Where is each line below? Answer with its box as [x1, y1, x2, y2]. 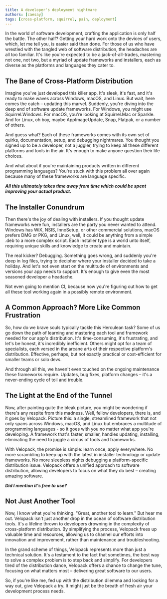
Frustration [5, 311, 41, 320]
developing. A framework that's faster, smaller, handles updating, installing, [5, 431, 160, 437]
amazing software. [5, 473, 43, 479]
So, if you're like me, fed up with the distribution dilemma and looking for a [5, 577, 158, 583]
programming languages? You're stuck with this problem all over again [5, 168, 150, 174]
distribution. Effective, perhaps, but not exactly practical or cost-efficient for [5, 351, 162, 357]
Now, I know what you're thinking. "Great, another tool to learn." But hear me [5, 510, 163, 516]
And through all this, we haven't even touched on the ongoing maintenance [5, 366, 160, 372]
